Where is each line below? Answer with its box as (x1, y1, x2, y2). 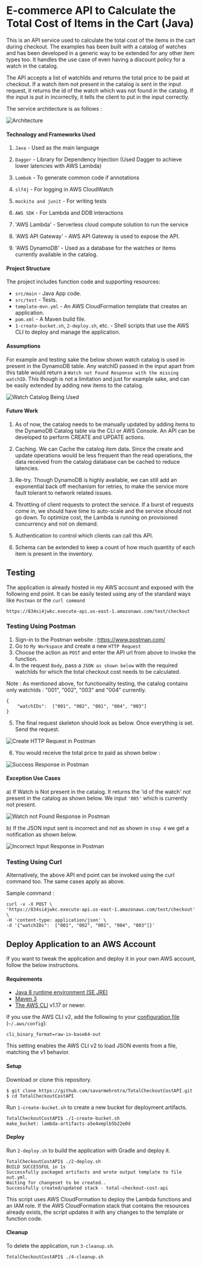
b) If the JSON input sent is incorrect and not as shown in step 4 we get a (6, 825, 189, 832)
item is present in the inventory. (14, 550, 93, 557)
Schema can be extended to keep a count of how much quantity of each (14, 543, 195, 551)
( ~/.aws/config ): (6, 1020, 47, 1027)
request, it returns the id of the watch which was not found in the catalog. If (6, 87, 194, 94)
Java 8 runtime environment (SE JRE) (14, 989, 109, 996)
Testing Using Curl (6, 857, 62, 866)
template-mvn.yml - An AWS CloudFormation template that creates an (14, 303, 187, 310)
